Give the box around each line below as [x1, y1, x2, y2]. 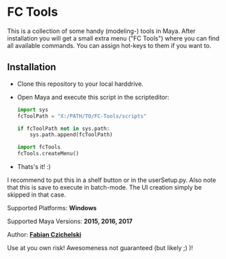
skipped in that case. [7, 190, 67, 199]
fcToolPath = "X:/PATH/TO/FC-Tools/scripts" [16, 113, 147, 120]
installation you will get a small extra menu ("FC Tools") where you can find [7, 34, 220, 42]
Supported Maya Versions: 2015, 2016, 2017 [7, 217, 133, 225]
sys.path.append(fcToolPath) [30, 131, 113, 138]
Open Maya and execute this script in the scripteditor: [16, 93, 170, 101]
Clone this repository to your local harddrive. [16, 80, 144, 88]
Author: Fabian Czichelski [7, 231, 82, 238]
